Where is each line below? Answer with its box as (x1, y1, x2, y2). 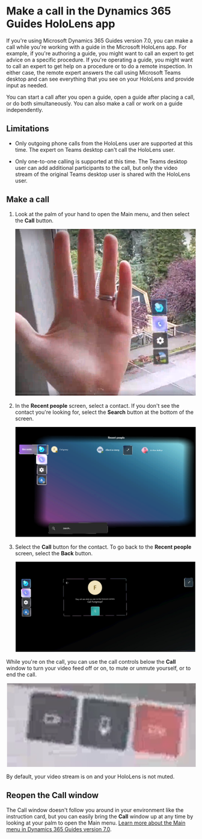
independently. (6, 106, 43, 113)
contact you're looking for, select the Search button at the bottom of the (14, 408, 194, 416)
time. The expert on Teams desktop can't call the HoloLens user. (14, 146, 176, 153)
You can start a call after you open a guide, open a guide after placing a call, (6, 93, 195, 101)
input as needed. (6, 81, 48, 89)
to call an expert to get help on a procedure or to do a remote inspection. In (6, 62, 192, 70)
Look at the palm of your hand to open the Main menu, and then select (14, 210, 190, 217)
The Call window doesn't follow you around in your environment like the (6, 806, 184, 814)
